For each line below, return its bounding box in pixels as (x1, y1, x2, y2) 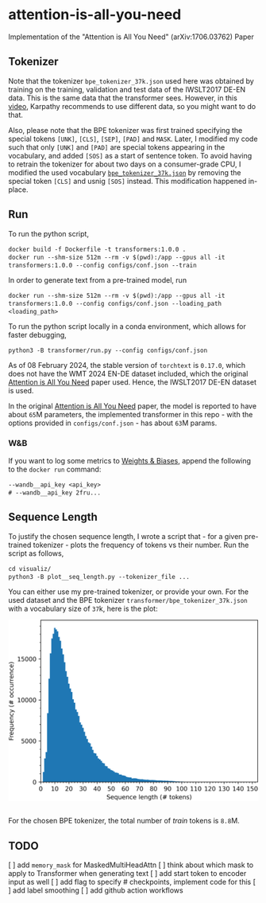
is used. (8, 385, 34, 395)
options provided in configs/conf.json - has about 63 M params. (8, 418, 218, 428)
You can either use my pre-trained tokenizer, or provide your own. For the (8, 587, 249, 596)
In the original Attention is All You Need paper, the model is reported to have (8, 401, 256, 411)
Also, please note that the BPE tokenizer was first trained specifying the (8, 125, 243, 135)
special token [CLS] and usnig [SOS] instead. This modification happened (8, 176, 247, 186)
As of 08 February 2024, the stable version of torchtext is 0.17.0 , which (8, 360, 246, 369)
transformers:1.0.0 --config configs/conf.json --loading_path (8, 299, 222, 307)
